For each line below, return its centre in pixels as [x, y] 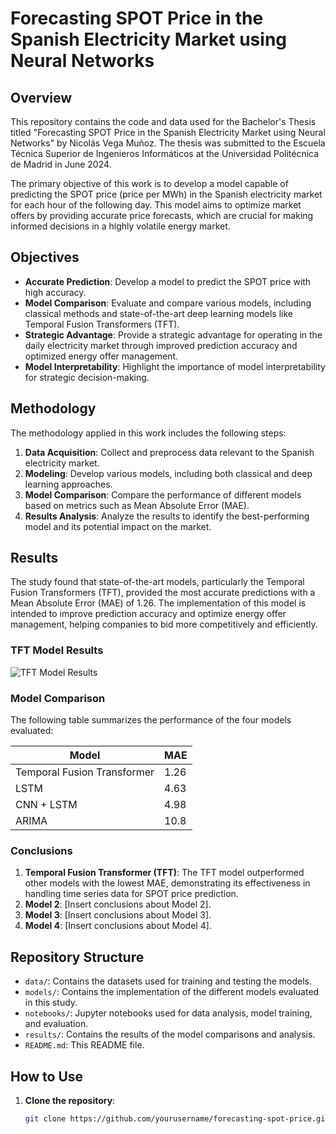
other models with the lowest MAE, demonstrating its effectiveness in [167, 883]
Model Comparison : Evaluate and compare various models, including [168, 303]
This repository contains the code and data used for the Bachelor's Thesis [163, 121]
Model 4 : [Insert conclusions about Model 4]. [118, 926]
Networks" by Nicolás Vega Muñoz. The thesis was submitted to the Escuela [168, 143]
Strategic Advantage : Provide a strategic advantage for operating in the [173, 334]
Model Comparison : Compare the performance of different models [163, 494]
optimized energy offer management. [101, 356]
